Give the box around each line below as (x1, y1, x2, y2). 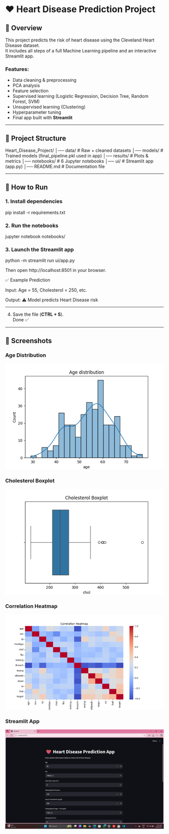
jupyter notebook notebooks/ (5, 234, 65, 240)
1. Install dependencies (5, 198, 63, 205)
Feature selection (12, 88, 49, 94)
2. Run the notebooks (5, 222, 59, 229)
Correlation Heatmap (5, 603, 58, 610)
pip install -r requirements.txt (5, 209, 65, 215)
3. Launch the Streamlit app (5, 246, 74, 253)
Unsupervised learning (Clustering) (12, 104, 86, 110)
